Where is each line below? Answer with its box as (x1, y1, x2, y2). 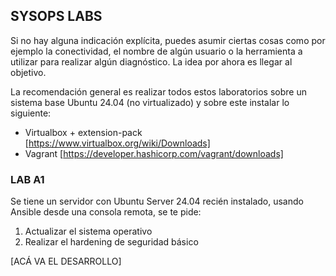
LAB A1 (10, 172, 45, 186)
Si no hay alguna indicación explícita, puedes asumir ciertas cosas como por (10, 34, 326, 46)
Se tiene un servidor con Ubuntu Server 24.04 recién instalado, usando (10, 195, 304, 208)
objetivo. (10, 66, 47, 78)
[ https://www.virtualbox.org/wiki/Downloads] (24, 137, 211, 149)
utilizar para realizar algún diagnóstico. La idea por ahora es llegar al (10, 55, 293, 68)
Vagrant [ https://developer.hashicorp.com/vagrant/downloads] (24, 147, 284, 159)
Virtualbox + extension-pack (24, 126, 143, 138)
